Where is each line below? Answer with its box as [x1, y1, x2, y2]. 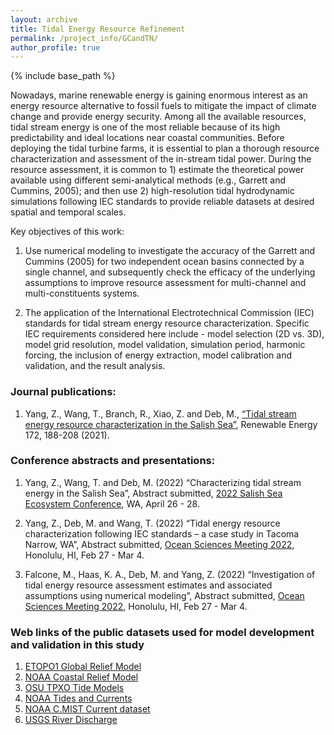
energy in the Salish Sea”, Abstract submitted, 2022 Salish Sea [24, 487, 283, 499]
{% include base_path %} [10, 70, 116, 82]
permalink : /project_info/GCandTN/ [10, 33, 159, 43]
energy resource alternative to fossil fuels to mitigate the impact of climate [10, 100, 317, 112]
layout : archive [10, 14, 78, 25]
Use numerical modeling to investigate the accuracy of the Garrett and [24, 245, 316, 257]
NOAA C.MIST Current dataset [24, 703, 151, 715]
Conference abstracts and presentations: [10, 454, 216, 468]
